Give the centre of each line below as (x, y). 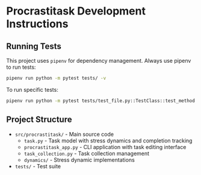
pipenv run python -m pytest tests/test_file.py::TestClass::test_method (101, 101)
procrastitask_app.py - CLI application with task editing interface (105, 147)
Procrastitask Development (76, 11)
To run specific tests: (32, 89)
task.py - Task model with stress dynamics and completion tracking (108, 141)
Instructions (37, 24)
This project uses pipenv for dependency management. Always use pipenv (99, 61)
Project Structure (39, 120)
